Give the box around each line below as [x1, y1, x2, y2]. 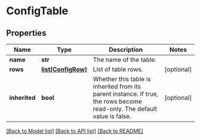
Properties [6, 28, 47, 38]
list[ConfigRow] [41, 66, 88, 73]
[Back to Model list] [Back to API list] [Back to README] [6, 127, 144, 135]
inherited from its [93, 82, 141, 91]
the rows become [93, 97, 142, 105]
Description [108, 46, 143, 54]
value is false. [93, 112, 132, 120]
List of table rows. [93, 66, 144, 73]
